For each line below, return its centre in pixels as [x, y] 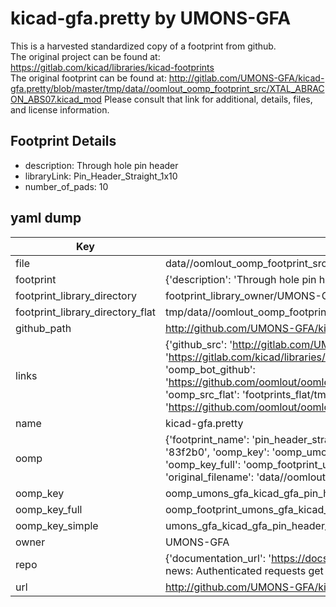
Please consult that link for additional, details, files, [208, 99]
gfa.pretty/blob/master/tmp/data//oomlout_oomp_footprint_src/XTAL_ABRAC [167, 88]
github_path [43, 328]
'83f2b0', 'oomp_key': [217, 452]
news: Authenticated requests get [244, 570]
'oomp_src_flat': [202, 394]
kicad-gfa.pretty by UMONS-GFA [151, 18]
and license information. [60, 109]
